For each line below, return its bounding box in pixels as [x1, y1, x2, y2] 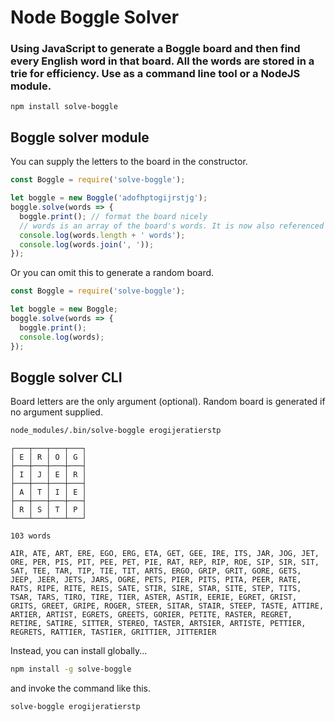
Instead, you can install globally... [10, 645, 148, 657]
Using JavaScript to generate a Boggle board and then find [10, 42, 301, 56]
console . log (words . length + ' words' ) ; [19, 230, 186, 240]
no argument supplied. [10, 406, 103, 418]
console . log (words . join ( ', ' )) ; [19, 239, 155, 250]
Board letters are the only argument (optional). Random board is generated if [10, 396, 326, 408]
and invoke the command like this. [10, 682, 151, 695]
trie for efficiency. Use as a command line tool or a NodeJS [10, 67, 301, 81]
